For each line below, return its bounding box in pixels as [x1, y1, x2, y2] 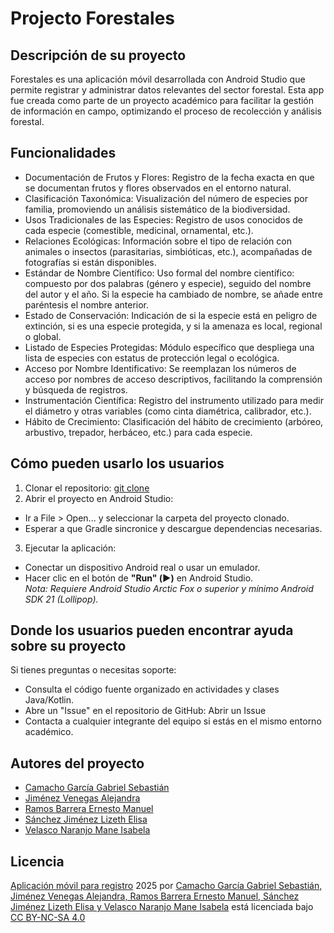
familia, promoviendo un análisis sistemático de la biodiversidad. [24, 203, 291, 215]
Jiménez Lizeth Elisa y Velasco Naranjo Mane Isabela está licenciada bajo [10, 901, 314, 913]
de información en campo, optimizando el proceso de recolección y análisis [10, 105, 322, 117]
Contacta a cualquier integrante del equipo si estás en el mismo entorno [24, 715, 322, 727]
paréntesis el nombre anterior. [24, 298, 150, 311]
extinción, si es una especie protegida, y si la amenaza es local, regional [24, 320, 323, 332]
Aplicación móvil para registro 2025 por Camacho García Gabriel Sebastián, [10, 880, 323, 892]
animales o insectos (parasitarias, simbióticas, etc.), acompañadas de [24, 245, 313, 257]
